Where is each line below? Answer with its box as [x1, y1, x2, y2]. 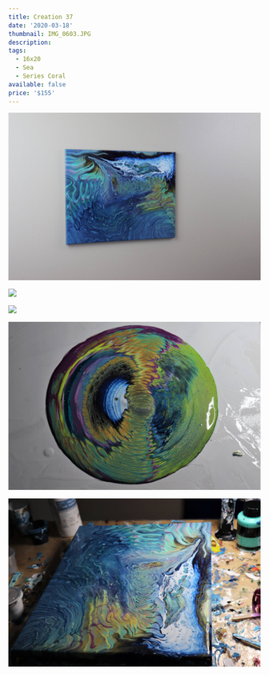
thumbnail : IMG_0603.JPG [8, 30, 91, 38]
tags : [8, 46, 26, 55]
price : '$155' [8, 89, 56, 97]
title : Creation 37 [8, 13, 74, 21]
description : [8, 38, 52, 46]
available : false [8, 80, 66, 88]
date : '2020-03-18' [8, 21, 74, 30]
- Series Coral [15, 72, 66, 80]
